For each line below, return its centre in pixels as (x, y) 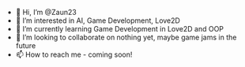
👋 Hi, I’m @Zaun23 (46, 12)
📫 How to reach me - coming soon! (74, 54)
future (26, 46)
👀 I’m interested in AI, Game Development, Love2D (98, 20)
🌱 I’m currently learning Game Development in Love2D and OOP (119, 29)
